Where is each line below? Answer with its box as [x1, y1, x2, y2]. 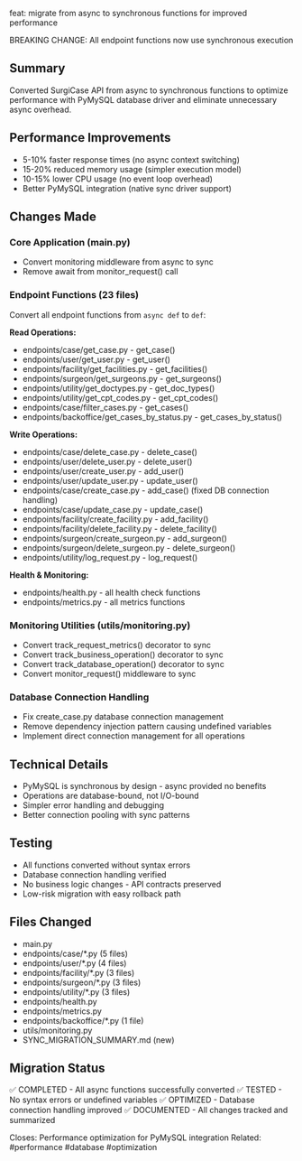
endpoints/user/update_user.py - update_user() [22, 475, 198, 486]
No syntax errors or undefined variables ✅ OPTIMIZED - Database [9, 1094, 255, 1105]
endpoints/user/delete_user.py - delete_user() [22, 456, 193, 467]
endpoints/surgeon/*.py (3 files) [22, 977, 142, 988]
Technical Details [9, 757, 109, 772]
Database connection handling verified [22, 868, 167, 879]
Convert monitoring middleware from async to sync [22, 256, 214, 267]
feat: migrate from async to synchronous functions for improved [9, 8, 248, 18]
